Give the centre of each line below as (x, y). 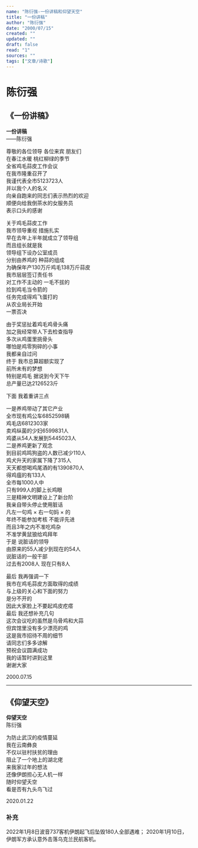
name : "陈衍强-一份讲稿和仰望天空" (44, 12)
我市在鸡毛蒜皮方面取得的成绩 (42, 584)
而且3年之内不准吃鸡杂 (34, 526)
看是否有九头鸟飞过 (29, 789)
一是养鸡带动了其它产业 (34, 408)
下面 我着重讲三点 (27, 396)
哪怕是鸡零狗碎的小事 (32, 346)
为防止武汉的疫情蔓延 (32, 737)
